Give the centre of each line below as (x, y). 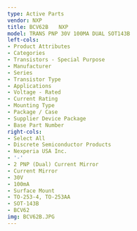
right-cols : (25, 132)
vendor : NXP (25, 20)
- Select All (26, 138)
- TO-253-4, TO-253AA (39, 197)
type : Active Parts (36, 14)
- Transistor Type (34, 79)
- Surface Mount (31, 191)
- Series (20, 73)
